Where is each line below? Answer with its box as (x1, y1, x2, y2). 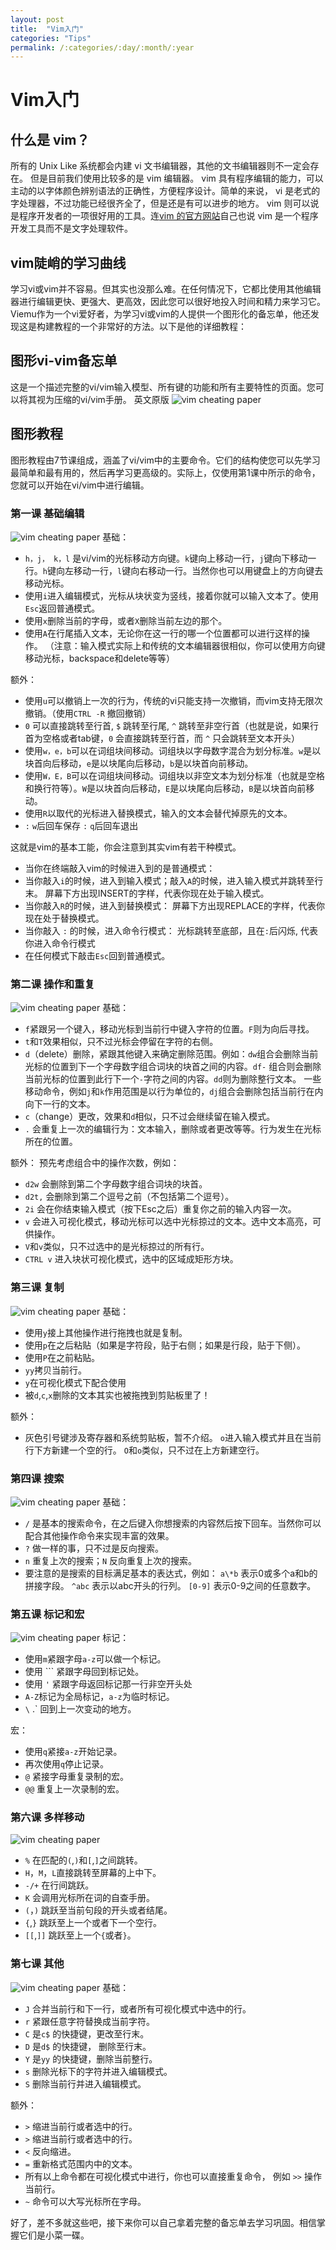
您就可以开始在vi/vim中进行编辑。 (10, 479, 150, 491)
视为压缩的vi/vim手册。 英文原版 (36, 393, 170, 405)
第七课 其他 (10, 1957, 65, 1971)
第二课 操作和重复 (10, 977, 95, 991)
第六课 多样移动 (10, 1811, 85, 1825)
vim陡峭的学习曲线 (10, 254, 127, 271)
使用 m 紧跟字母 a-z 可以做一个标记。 (24, 1653, 167, 1665)
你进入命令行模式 (24, 937, 96, 949)
